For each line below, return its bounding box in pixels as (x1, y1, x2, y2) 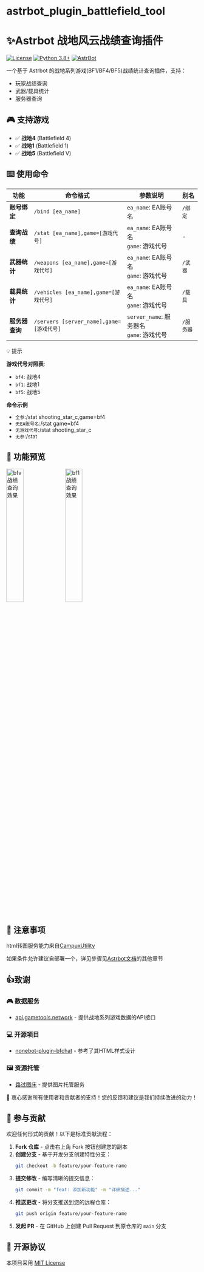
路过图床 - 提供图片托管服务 (15, 1081, 85, 1088)
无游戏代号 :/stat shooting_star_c (15, 426, 92, 434)
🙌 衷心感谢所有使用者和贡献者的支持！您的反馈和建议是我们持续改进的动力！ (6, 1093, 198, 1101)
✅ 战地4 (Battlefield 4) (15, 134, 72, 141)
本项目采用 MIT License (6, 1259, 66, 1267)
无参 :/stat (15, 432, 38, 440)
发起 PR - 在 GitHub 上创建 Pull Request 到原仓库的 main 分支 (15, 1222, 167, 1230)
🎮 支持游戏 (6, 114, 49, 125)
